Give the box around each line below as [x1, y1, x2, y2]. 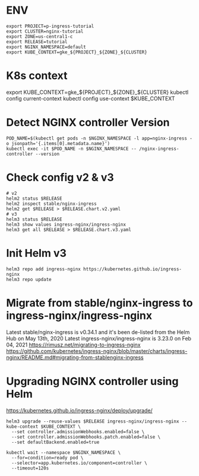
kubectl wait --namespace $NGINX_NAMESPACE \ [6, 449, 121, 455]
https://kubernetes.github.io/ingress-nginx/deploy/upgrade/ [6, 406, 153, 414]
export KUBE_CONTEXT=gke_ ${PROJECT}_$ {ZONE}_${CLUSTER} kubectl [6, 89, 189, 96]
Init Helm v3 [6, 246, 67, 260]
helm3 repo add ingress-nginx [6, 266, 81, 272]
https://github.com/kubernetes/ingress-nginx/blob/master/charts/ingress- [6, 347, 188, 354]
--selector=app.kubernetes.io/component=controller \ [11, 460, 147, 466]
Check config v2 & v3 [6, 171, 114, 184]
